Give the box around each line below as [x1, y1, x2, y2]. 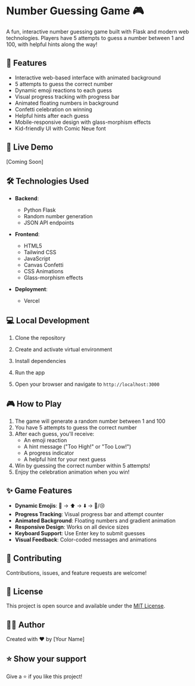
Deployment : [14, 286, 48, 293]
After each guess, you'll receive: [14, 431, 94, 437]
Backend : [14, 195, 39, 202]
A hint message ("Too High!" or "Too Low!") [23, 443, 131, 450]
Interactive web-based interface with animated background [14, 74, 161, 81]
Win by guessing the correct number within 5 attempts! [14, 462, 150, 469]
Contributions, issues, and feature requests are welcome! [6, 569, 147, 577]
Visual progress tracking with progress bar [14, 93, 120, 100]
